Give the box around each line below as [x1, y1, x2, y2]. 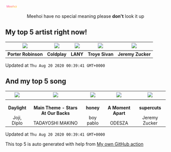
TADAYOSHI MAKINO [33, 120, 78, 126]
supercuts [139, 105, 161, 111]
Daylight [8, 105, 26, 111]
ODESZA [110, 120, 128, 126]
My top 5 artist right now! [5, 28, 88, 37]
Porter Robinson [7, 51, 43, 57]
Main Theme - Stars [33, 105, 78, 111]
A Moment [107, 105, 131, 111]
